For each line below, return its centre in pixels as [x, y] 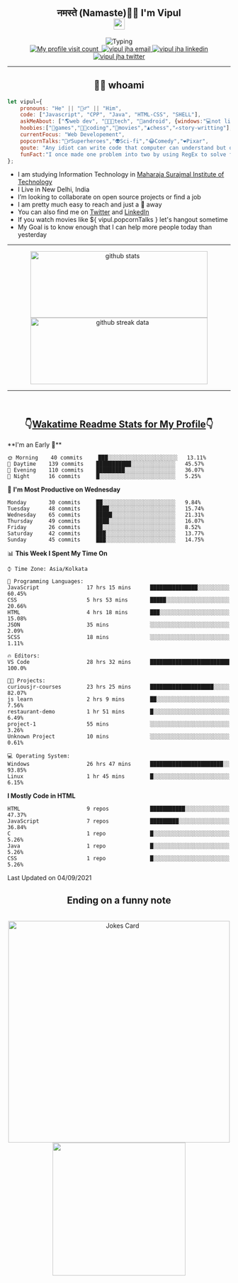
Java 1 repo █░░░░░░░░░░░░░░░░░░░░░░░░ [119, 846]
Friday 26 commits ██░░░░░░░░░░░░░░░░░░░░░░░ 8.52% [104, 528]
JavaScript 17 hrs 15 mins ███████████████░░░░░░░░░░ [119, 588]
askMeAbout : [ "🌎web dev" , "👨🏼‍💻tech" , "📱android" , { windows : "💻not [121, 121]
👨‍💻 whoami [119, 85]
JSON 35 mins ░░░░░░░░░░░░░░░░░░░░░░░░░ [119, 625]
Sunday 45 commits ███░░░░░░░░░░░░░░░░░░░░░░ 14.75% [106, 540]
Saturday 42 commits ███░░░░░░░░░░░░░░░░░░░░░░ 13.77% [106, 534]
